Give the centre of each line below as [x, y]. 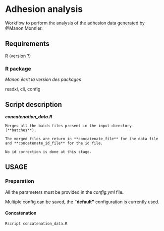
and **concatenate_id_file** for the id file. [54, 143]
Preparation [20, 181]
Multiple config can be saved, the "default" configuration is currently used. [82, 202]
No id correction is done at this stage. [49, 152]
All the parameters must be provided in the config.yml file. [64, 192]
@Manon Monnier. [24, 28]
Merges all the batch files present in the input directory [69, 126]
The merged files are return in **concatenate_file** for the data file [82, 139]
